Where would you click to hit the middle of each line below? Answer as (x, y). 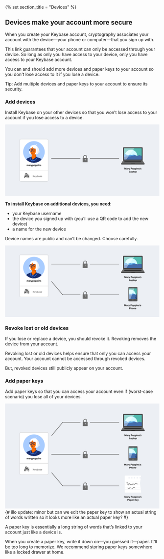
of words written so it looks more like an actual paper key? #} (67, 517)
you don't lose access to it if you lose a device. (52, 74)
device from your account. (32, 344)
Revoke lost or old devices (37, 328)
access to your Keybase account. (39, 59)
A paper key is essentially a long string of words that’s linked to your (74, 527)
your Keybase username (37, 213)
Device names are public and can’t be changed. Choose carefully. (71, 238)
